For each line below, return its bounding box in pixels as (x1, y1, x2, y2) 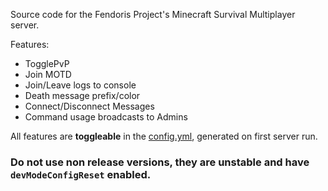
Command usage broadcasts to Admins (24, 111, 188, 123)
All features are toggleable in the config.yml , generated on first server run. (10, 130, 318, 142)
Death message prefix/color (24, 90, 141, 101)
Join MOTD (24, 69, 72, 80)
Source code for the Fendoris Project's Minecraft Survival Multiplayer (10, 9, 296, 20)
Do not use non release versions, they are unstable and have (10, 155, 310, 169)
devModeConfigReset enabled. (10, 167, 152, 181)
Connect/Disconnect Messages (24, 100, 155, 112)
